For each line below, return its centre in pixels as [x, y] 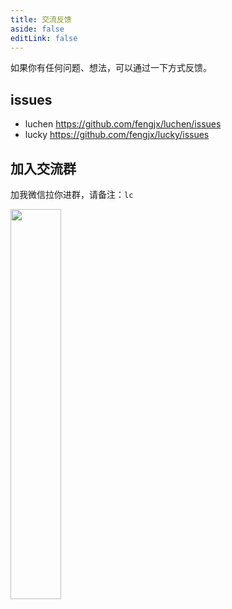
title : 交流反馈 [41, 19]
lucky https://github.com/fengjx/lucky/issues [117, 135]
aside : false [37, 29]
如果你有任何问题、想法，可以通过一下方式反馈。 [111, 68]
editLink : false [44, 38]
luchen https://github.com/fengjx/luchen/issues [123, 124]
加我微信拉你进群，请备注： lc [72, 194]
